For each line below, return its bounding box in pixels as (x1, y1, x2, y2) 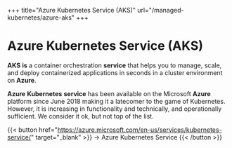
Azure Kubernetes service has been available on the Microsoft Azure (7, 89, 211, 97)
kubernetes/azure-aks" (7, 13, 75, 22)
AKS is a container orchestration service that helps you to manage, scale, (7, 61, 222, 69)
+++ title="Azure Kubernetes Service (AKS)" (7, 6, 136, 14)
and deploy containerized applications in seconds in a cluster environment (7, 68, 223, 76)
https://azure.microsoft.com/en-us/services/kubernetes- (57, 126, 223, 134)
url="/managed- (136, 6, 184, 14)
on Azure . (7, 76, 37, 84)
